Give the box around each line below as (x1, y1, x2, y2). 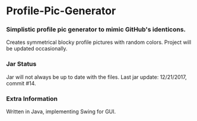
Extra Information (6, 94, 58, 103)
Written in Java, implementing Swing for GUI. (6, 108, 116, 115)
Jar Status (6, 60, 37, 68)
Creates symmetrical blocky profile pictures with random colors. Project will (6, 39, 192, 46)
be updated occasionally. (6, 45, 68, 52)
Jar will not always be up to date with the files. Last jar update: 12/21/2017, (6, 73, 187, 81)
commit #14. (6, 79, 36, 87)
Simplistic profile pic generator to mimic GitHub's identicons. (6, 26, 186, 34)
